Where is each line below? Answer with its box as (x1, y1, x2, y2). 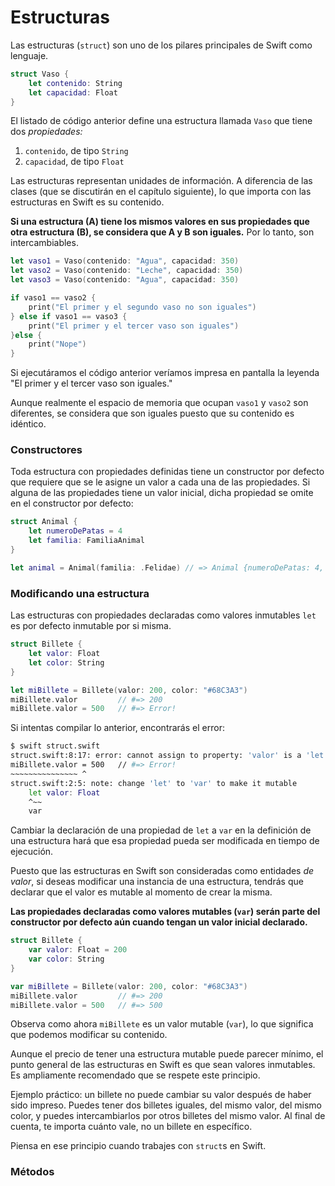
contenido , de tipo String (24, 145, 129, 157)
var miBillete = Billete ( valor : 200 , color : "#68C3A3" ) (10, 981, 248, 991)
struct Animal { (10, 517, 78, 527)
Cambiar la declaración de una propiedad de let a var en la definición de (10, 824, 312, 836)
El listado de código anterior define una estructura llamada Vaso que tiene (10, 115, 313, 127)
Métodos (10, 1165, 55, 1179)
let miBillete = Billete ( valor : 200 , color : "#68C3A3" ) (10, 685, 248, 695)
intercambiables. (10, 237, 79, 249)
